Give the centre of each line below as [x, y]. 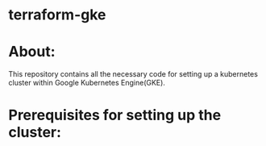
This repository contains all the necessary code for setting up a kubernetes [133, 74]
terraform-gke [57, 15]
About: [32, 52]
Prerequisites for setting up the [115, 115]
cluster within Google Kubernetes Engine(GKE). [87, 83]
